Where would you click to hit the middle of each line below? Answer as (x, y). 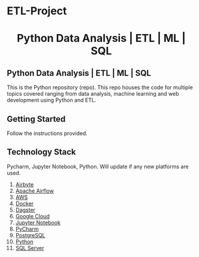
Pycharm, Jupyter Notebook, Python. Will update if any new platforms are (98, 166)
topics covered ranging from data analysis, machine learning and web (93, 94)
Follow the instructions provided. (47, 133)
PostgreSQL (30, 235)
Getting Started (36, 119)
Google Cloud (32, 216)
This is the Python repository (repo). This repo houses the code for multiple (100, 87)
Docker (25, 203)
